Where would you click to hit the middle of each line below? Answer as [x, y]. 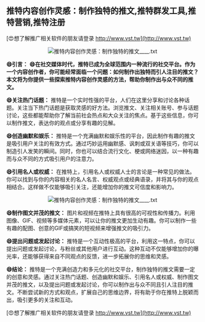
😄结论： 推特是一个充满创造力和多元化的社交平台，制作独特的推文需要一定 [101, 269]
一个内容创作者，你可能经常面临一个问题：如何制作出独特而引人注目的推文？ [103, 71]
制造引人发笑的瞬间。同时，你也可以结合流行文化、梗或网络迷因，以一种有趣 [103, 151]
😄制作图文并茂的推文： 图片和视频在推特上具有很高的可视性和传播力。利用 [101, 213]
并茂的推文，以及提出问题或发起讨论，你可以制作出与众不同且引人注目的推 [100, 284]
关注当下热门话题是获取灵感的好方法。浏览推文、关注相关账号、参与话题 [108, 107]
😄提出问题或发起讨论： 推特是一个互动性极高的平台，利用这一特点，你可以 [101, 241]
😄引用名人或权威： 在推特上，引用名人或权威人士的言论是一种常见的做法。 [101, 171]
